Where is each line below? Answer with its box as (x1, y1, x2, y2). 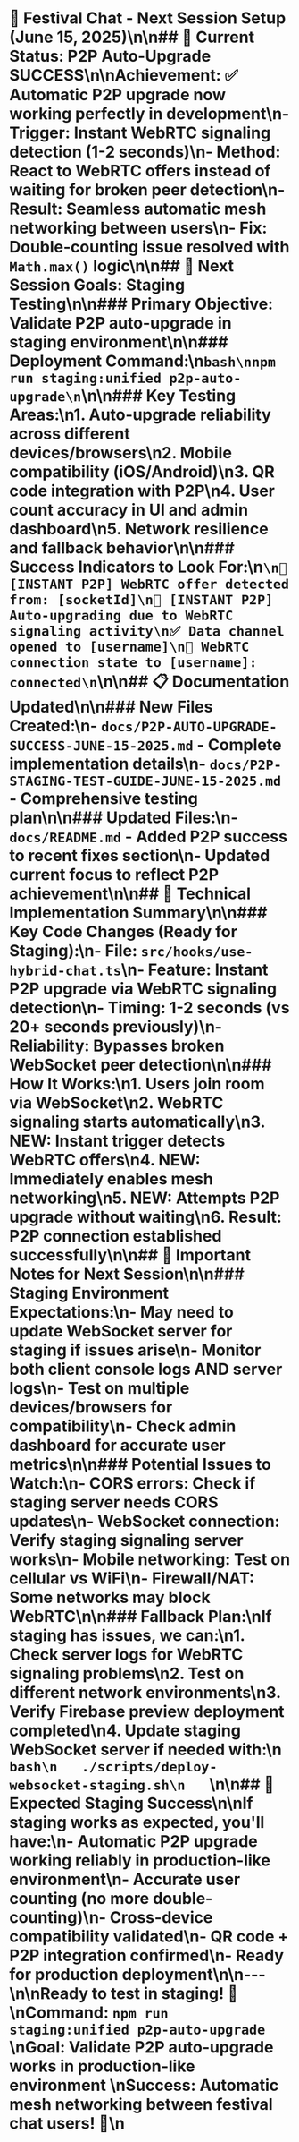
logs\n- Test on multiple (9, 1378, 190, 1399)
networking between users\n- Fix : (9, 218, 268, 238)
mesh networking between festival (9, 2095, 274, 2115)
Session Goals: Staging (9, 275, 186, 295)
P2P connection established (9, 1226, 222, 1247)
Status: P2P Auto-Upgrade (9, 47, 212, 66)
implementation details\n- (9, 754, 207, 774)
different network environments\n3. (9, 1683, 281, 1703)
